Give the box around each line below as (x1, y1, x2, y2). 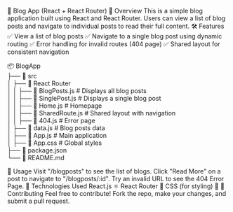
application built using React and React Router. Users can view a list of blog (7, 14, 226, 22)
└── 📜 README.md (7, 154, 65, 162)
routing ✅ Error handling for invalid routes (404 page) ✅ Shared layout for (7, 40, 220, 48)
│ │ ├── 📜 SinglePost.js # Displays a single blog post (7, 94, 161, 102)
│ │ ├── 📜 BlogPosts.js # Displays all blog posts (7, 87, 147, 94)
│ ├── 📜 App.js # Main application (7, 132, 107, 139)
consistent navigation (7, 48, 69, 56)
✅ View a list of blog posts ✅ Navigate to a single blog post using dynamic (7, 32, 222, 40)
